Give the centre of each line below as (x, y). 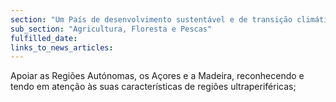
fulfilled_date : (44, 38)
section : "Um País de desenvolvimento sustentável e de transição (151, 19)
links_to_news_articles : (62, 47)
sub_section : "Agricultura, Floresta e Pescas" (111, 29)
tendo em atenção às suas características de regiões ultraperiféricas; (153, 87)
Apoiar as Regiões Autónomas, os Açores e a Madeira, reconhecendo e (157, 76)
